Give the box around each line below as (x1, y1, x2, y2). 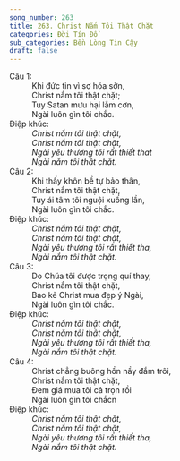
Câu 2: (9, 166, 34, 177)
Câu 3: (9, 261, 34, 272)
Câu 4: (9, 356, 34, 367)
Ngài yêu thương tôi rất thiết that (31, 147, 152, 158)
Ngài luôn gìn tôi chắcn (31, 395, 117, 406)
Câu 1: (9, 71, 33, 81)
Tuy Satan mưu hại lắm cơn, (31, 99, 134, 110)
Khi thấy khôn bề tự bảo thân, (31, 175, 141, 186)
